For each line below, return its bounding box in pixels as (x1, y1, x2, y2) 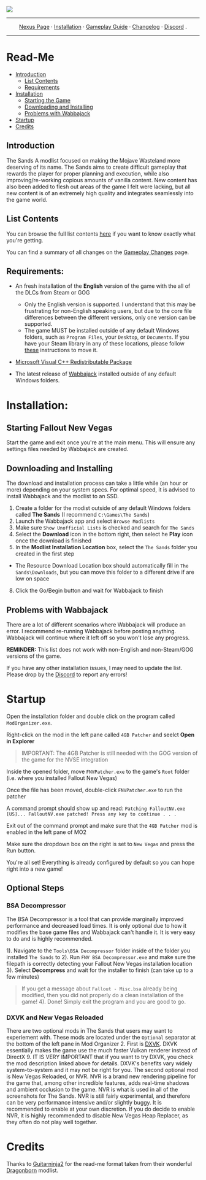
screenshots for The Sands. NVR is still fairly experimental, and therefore (6, 1092, 191, 1100)
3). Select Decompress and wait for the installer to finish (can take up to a (6, 966, 194, 974)
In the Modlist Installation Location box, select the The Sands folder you (15, 544, 197, 551)
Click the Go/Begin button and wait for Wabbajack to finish (15, 587, 164, 595)
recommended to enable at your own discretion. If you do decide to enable (6, 1105, 195, 1113)
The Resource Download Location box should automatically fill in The (15, 562, 189, 569)
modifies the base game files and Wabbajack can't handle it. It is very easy (6, 928, 196, 936)
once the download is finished (15, 537, 92, 544)
